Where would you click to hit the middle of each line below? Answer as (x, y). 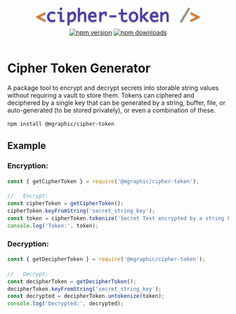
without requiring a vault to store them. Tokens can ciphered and (101, 96)
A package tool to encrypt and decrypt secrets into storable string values (113, 88)
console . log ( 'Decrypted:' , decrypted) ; (66, 304)
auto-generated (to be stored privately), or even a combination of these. (112, 110)
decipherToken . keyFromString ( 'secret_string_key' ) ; (84, 289)
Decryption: (28, 244)
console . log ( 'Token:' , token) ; (53, 225)
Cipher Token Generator (79, 68)
